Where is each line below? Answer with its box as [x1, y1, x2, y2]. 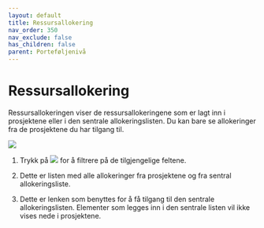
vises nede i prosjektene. [19, 211, 102, 220]
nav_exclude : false [8, 33, 73, 42]
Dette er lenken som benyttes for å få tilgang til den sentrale [19, 194, 215, 204]
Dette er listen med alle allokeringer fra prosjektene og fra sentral [19, 171, 232, 180]
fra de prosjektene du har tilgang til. [8, 124, 125, 134]
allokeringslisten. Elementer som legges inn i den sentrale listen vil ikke [19, 202, 251, 212]
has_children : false [8, 41, 76, 49]
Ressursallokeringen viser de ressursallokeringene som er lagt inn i [8, 108, 226, 117]
